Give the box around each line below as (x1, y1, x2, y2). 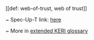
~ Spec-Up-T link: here (5, 16, 62, 23)
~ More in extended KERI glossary (5, 27, 88, 34)
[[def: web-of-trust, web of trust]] (5, 5, 88, 12)
